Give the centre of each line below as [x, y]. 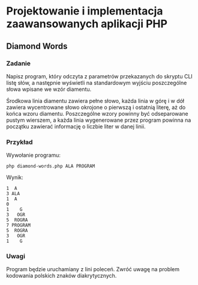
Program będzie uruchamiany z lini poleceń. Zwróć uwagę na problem [93, 269]
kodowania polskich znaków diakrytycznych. [61, 276]
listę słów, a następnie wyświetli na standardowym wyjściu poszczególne [97, 83]
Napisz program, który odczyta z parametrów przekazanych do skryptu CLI [100, 76]
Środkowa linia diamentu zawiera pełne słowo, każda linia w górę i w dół [95, 101]
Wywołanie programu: [34, 155]
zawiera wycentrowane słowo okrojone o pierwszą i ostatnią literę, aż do [96, 107]
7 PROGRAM [19, 225]
